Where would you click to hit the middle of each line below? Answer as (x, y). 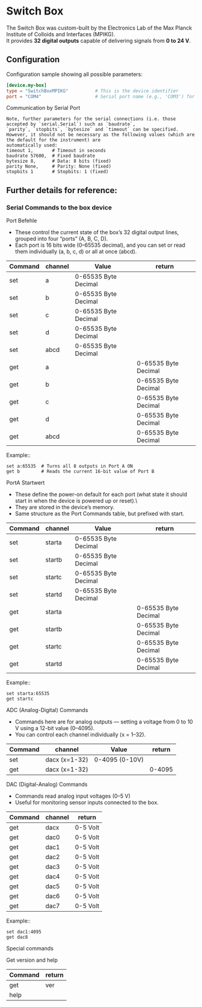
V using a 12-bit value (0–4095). (55, 728)
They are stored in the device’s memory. (65, 507)
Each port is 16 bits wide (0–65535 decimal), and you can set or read (100, 245)
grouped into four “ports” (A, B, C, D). (61, 239)
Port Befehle (22, 221)
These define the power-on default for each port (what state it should (101, 494)
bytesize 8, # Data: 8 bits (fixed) (59, 161)
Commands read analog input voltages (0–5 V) (73, 796)
